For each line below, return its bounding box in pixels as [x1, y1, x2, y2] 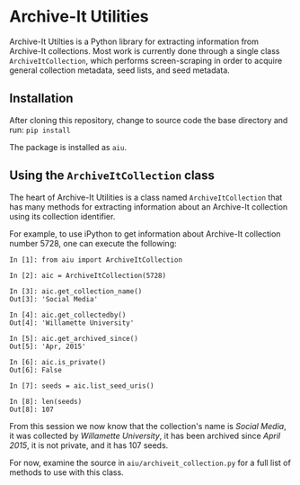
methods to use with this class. [9, 466, 124, 478]
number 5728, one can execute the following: [9, 238, 177, 248]
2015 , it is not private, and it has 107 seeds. [9, 439, 169, 451]
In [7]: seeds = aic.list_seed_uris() [9, 381, 154, 391]
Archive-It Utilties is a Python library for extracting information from [9, 36, 259, 47]
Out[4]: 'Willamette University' [9, 318, 135, 328]
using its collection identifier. [9, 211, 116, 221]
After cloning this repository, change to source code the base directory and [9, 114, 288, 125]
